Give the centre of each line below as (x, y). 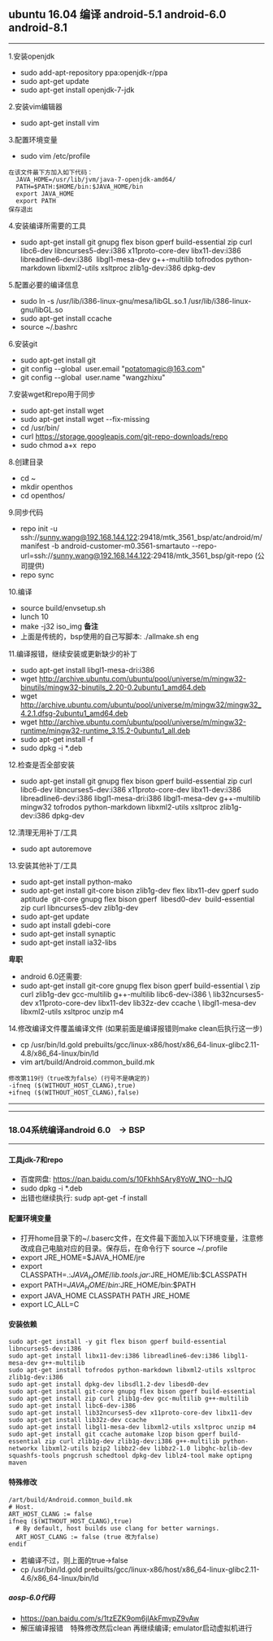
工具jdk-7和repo (36, 1160)
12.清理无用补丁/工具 (43, 832)
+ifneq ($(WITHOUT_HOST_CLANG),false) (74, 1093)
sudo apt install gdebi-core (65, 925)
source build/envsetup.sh (63, 608)
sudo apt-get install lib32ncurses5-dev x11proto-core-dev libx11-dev (130, 1413)
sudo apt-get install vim (60, 123)
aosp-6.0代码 (32, 1598)
